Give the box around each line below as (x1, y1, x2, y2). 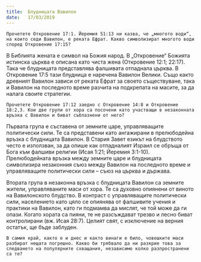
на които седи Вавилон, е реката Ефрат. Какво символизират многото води (6, 36, 195, 42)
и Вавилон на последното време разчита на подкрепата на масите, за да (6, 83, 194, 91)
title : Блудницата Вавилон (6, 8, 77, 15)
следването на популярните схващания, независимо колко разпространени (6, 245, 189, 252)
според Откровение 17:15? (6, 41, 71, 47)
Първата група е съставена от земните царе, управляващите (6, 122, 164, 130)
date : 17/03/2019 (6, 14, 55, 20)
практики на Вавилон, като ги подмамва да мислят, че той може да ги (6, 204, 187, 212)
